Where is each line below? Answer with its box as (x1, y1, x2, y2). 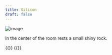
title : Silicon (5, 7, 37, 12)
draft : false (5, 12, 32, 17)
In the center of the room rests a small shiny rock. (5, 35, 107, 41)
